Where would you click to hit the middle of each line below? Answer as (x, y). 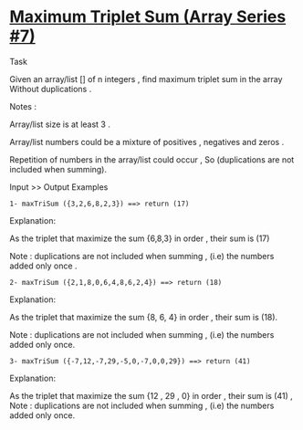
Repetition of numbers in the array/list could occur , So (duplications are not (152, 159)
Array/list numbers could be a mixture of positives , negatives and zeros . (147, 142)
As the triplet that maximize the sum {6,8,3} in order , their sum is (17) (140, 238)
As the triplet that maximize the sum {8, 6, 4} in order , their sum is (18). (144, 317)
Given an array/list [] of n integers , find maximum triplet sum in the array (146, 79)
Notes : (23, 106)
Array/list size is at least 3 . (60, 124)
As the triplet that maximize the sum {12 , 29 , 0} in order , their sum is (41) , (151, 395)
